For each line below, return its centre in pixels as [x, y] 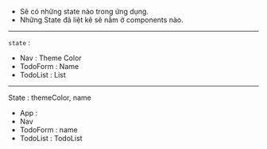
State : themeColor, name [50, 97]
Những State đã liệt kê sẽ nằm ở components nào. [102, 20]
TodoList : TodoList [51, 138]
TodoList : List [43, 75]
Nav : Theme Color [50, 58]
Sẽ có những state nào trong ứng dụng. [84, 11]
